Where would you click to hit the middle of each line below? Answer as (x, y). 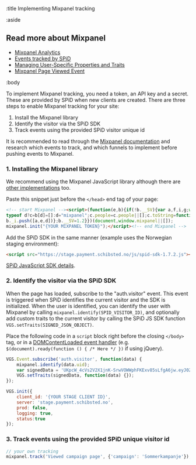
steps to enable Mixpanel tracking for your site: (63, 106)
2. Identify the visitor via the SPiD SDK (61, 281)
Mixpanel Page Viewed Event (50, 71)
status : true (31, 419)
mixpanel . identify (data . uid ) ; (53, 365)
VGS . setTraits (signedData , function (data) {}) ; (75, 375)
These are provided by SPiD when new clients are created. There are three (96, 100)
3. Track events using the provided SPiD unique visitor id (88, 439)
